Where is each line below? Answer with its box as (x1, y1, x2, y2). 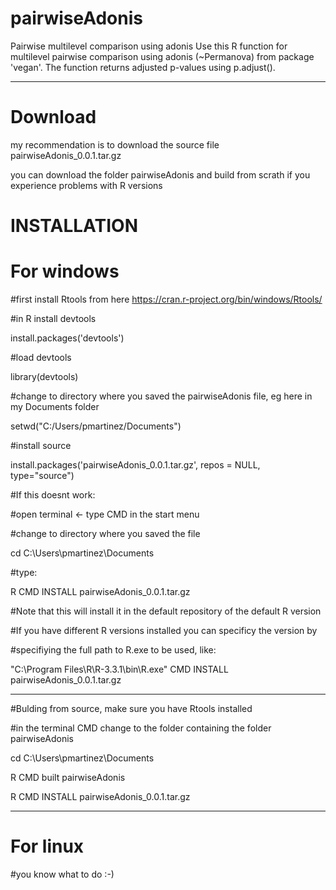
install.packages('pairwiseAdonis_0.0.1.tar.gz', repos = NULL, (10, 459, 261, 471)
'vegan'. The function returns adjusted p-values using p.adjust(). (10, 61, 276, 73)
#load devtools (10, 352, 72, 363)
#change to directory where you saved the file (10, 528, 201, 539)
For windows (10, 260, 120, 283)
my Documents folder (10, 401, 100, 412)
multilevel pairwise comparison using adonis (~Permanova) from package (10, 50, 315, 62)
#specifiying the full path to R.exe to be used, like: (10, 644, 217, 656)
